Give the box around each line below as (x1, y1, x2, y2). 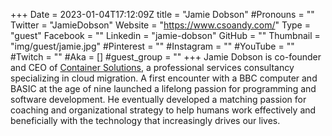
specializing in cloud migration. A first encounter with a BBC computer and (10, 72, 318, 84)
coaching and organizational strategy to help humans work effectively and (10, 104, 317, 116)
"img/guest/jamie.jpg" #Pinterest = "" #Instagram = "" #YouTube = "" (10, 40, 295, 52)
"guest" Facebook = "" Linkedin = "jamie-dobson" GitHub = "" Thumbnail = (10, 30, 321, 41)
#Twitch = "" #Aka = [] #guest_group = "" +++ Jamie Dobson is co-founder (10, 51, 322, 63)
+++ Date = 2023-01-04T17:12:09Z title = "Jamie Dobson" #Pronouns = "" (10, 9, 315, 20)
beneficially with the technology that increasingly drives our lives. (10, 115, 281, 126)
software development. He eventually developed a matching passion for (10, 94, 307, 105)
